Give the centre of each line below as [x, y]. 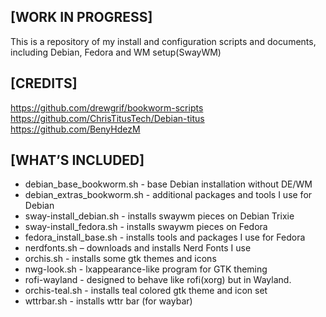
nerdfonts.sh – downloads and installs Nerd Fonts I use [138, 248]
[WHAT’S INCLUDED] [77, 160]
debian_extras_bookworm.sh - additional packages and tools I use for [168, 195]
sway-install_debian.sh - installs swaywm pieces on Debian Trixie [159, 216]
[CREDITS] [44, 83]
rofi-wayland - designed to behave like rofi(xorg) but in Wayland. [158, 280]
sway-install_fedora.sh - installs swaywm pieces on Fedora [146, 227]
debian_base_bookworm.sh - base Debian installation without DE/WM [168, 184]
